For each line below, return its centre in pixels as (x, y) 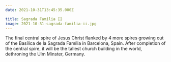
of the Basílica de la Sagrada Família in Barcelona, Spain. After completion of (85, 43)
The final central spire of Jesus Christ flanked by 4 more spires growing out (84, 38)
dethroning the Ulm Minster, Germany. (45, 54)
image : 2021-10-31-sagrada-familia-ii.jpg (51, 24)
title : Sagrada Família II (34, 19)
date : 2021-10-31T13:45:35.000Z (39, 10)
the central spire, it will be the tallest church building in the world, (74, 49)
